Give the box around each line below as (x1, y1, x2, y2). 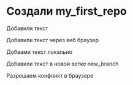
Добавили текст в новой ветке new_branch (6, 60, 119, 67)
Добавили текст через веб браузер (6, 36, 99, 43)
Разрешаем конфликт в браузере (6, 72, 94, 79)
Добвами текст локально (6, 48, 72, 56)
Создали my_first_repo (6, 4, 127, 18)
